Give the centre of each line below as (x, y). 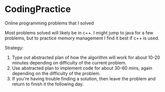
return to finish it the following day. (48, 84)
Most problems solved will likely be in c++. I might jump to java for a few (79, 32)
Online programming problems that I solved (49, 23)
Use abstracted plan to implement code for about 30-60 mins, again (82, 68)
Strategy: (14, 47)
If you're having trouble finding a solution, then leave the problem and (84, 78)
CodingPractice (38, 9)
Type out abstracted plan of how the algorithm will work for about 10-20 (86, 57)
